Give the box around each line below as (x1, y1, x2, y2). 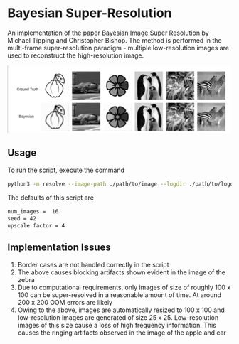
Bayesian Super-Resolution (7, 5, 172, 21)
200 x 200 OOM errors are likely (17, 298, 112, 306)
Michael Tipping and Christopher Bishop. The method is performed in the (7, 36, 222, 44)
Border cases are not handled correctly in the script (17, 260, 169, 269)
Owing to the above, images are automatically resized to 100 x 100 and (17, 306, 225, 314)
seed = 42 (7, 215, 37, 222)
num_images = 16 (7, 208, 59, 215)
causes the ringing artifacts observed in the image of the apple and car (17, 328, 226, 337)
